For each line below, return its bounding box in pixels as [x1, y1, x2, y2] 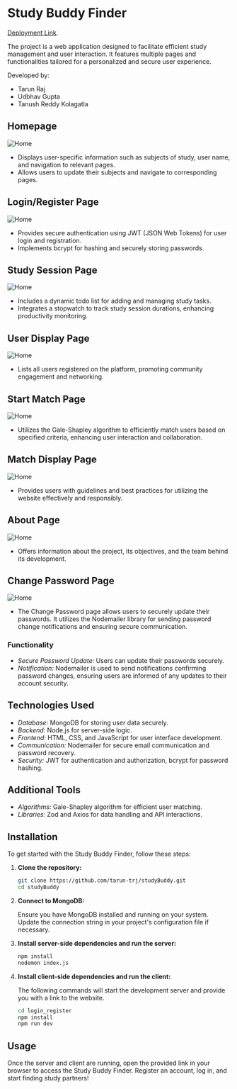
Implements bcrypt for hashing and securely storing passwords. [17, 243, 204, 252]
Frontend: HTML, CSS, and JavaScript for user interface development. [17, 733, 223, 742]
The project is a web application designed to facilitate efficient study [7, 42, 207, 50]
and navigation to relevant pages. [17, 160, 115, 169]
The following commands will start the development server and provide [17, 985, 226, 994]
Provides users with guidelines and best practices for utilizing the [17, 486, 209, 494]
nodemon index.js [17, 959, 69, 966]
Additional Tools [7, 783, 81, 795]
